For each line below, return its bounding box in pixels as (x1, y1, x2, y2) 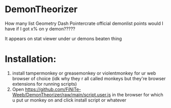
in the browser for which (112, 91, 164, 97)
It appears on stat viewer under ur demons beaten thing (5, 35, 122, 42)
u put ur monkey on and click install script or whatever (12, 97, 127, 103)
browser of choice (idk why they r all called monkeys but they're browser (12, 75, 166, 82)
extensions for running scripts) (12, 81, 77, 87)
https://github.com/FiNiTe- (25, 86, 81, 92)
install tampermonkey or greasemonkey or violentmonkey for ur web (12, 70, 156, 76)
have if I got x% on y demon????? (5, 25, 76, 31)
